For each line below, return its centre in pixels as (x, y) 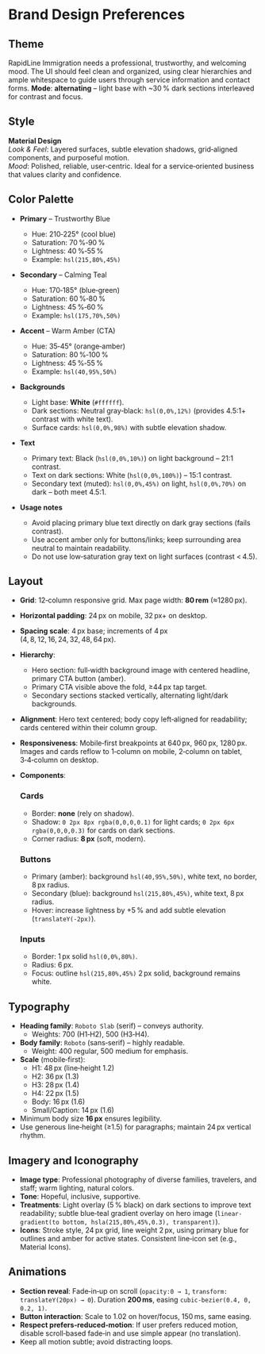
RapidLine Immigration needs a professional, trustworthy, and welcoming (127, 63)
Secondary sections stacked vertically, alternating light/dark (130, 695)
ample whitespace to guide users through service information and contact (129, 80)
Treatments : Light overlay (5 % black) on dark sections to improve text (135, 1205)
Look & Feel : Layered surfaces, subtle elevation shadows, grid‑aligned (123, 149)
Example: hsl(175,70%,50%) (76, 315)
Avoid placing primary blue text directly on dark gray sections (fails (141, 522)
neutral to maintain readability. (81, 548)
